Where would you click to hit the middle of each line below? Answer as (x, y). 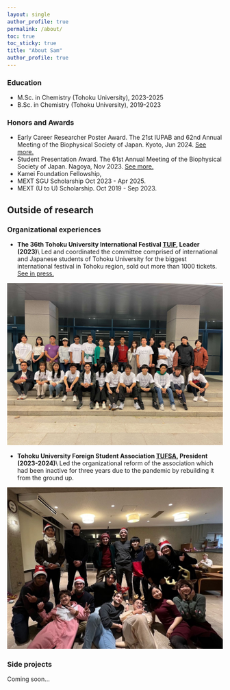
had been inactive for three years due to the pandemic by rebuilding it (115, 471)
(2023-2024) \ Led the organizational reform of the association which (115, 463)
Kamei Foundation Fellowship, (59, 174)
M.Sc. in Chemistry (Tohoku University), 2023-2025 (90, 98)
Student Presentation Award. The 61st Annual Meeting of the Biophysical (119, 159)
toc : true (21, 36)
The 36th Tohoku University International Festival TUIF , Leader (108, 245)
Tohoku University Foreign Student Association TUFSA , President (112, 456)
